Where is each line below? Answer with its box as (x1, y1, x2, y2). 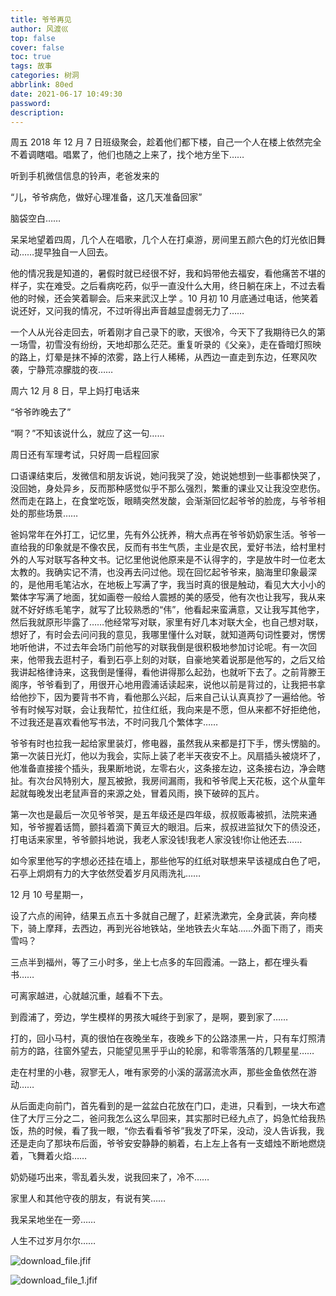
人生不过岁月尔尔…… (10, 1235, 97, 1247)
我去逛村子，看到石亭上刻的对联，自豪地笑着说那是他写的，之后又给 (44, 654, 326, 666)
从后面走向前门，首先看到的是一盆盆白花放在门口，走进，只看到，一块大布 (10, 1100, 317, 1112)
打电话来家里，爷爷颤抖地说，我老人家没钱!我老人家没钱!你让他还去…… (10, 834, 303, 846)
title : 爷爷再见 (10, 14, 72, 25)
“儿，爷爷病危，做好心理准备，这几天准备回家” (10, 191, 203, 203)
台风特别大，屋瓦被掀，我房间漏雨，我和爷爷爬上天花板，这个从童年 (44, 775, 326, 787)
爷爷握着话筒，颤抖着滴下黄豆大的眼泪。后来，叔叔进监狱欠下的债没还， (27, 821, 326, 833)
